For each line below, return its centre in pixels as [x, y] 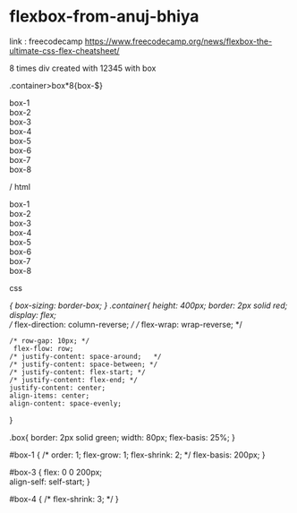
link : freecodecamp [46, 41]
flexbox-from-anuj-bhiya [104, 17]
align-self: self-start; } [50, 482]
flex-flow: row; [43, 348]
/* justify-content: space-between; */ [84, 364]
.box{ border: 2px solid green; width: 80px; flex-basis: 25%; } [122, 437]
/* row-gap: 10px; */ [50, 341]
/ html [20, 186]
